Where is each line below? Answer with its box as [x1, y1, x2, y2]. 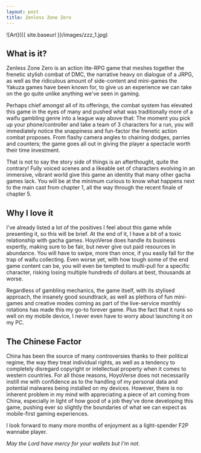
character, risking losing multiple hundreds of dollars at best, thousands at [6, 269, 191, 276]
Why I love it [6, 207, 54, 218]
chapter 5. [6, 191, 32, 198]
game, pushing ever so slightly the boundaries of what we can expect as [6, 404, 187, 411]
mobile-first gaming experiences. [6, 410, 89, 417]
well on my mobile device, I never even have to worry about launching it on [6, 312, 193, 320]
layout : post [6, 8, 39, 15]
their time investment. [6, 147, 60, 154]
